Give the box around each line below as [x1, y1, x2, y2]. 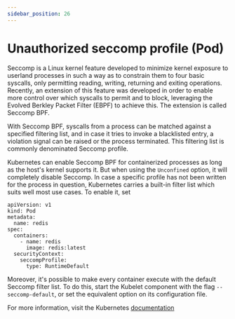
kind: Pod [7, 208, 36, 215]
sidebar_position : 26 [7, 10, 71, 18]
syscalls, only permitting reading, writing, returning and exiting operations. [7, 79, 222, 87]
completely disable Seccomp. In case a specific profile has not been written [7, 172, 227, 181]
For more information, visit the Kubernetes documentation [7, 303, 175, 312]
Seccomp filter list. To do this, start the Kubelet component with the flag [7, 282, 215, 291]
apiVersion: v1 [7, 201, 52, 208]
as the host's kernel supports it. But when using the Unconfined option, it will [7, 165, 228, 174]
